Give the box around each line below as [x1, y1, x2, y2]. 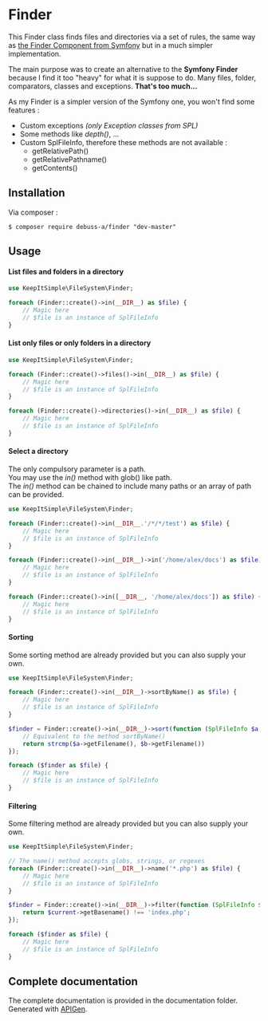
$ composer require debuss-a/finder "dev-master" [8, 223, 177, 231]
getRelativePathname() [31, 154, 108, 164]
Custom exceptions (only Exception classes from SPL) [19, 120, 199, 130]
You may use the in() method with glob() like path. [8, 473, 172, 482]
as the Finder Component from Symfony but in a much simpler [8, 40, 214, 49]
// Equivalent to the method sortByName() [22, 732, 166, 740]
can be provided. [8, 490, 65, 499]
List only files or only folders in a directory [8, 338, 152, 348]
